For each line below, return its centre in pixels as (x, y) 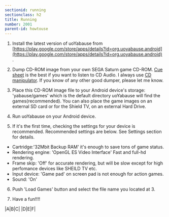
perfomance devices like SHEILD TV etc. (54, 169)
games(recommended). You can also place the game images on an (82, 101)
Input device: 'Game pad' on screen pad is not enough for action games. (88, 174)
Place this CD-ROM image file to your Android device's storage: (79, 90)
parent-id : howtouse (27, 29)
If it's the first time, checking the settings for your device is (74, 126)
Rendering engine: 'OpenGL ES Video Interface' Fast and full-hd (79, 152)
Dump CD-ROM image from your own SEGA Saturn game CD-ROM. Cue (87, 70)
